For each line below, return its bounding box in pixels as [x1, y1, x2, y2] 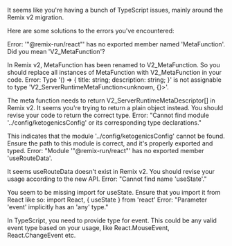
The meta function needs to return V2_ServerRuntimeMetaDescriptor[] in [7, 96, 216, 105]
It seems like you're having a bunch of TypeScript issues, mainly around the [7, 6, 224, 14]
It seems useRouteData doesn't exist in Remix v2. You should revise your [7, 168, 215, 175]
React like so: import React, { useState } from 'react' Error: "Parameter [7, 195, 208, 204]
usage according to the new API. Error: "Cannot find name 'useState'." [7, 175, 207, 183]
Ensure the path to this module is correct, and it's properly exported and [7, 139, 213, 148]
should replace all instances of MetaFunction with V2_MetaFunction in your [7, 69, 222, 76]
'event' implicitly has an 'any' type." [7, 203, 109, 211]
